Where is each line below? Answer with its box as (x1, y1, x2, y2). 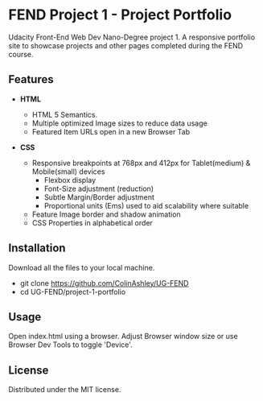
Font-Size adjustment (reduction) (43, 184, 154, 193)
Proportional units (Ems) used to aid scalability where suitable (43, 200, 249, 210)
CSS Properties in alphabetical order (31, 217, 153, 227)
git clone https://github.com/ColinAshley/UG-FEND (19, 278, 189, 287)
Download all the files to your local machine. (8, 263, 155, 272)
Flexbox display (43, 175, 97, 184)
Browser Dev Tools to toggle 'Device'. (8, 340, 133, 349)
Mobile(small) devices (31, 167, 105, 176)
